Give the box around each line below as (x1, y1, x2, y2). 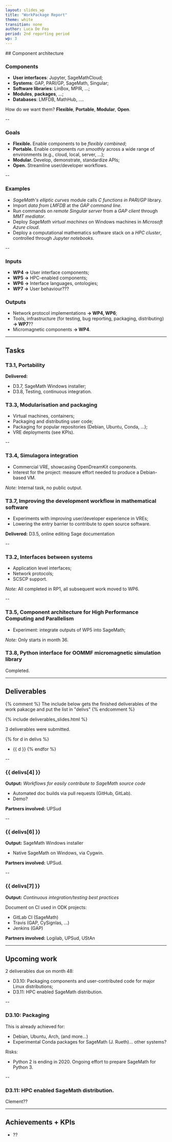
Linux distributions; (12, 984, 54, 990)
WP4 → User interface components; (12, 270, 90, 276)
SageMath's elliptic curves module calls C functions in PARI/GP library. (12, 197, 162, 203)
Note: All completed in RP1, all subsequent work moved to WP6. (5, 586, 140, 592)
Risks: (5, 1049, 18, 1055)
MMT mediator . (12, 213, 46, 219)
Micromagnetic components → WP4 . (12, 327, 91, 333)
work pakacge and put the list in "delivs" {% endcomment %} (5, 706, 135, 712)
